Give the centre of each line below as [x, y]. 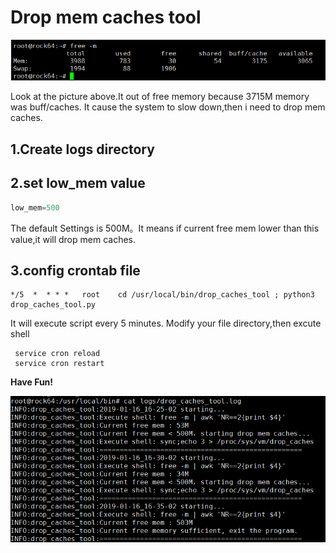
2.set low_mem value [78, 183]
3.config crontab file [75, 270]
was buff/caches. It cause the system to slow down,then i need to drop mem [168, 107]
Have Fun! [32, 382]
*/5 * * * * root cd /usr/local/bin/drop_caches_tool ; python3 [162, 295]
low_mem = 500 [35, 207]
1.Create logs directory [82, 149]
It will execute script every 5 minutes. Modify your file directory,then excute [166, 323]
